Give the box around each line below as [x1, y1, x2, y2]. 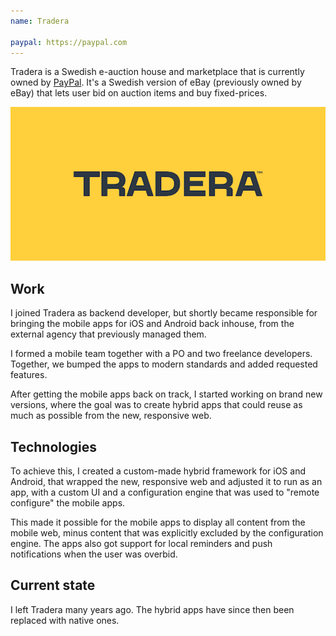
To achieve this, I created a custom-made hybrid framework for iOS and [10, 465, 306, 477]
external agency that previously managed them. [10, 328, 207, 340]
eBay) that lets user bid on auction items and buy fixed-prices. [10, 87, 268, 99]
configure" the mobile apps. [10, 497, 126, 509]
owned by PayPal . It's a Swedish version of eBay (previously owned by [10, 76, 302, 89]
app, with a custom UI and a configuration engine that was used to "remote [10, 486, 320, 499]
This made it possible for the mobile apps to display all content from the [10, 516, 306, 529]
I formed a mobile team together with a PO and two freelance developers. [10, 348, 313, 360]
